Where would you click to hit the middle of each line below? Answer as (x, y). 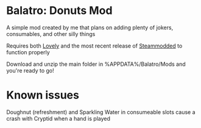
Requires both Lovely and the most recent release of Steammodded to (94, 46)
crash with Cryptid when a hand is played (58, 118)
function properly (28, 52)
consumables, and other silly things (51, 34)
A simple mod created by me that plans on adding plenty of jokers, (90, 27)
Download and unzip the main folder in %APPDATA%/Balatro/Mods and (96, 64)
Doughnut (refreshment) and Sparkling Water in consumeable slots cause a (101, 112)
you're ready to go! (30, 70)
